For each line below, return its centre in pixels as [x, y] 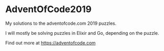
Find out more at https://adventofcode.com [50, 43]
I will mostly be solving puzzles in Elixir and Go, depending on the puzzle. [82, 33]
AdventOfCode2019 [48, 9]
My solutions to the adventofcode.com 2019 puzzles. [61, 23]
